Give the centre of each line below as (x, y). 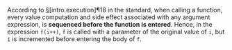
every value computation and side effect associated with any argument (109, 17)
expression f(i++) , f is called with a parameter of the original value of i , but (116, 32)
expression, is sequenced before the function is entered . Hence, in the (110, 24)
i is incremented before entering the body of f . (75, 39)
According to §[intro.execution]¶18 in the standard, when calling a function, (115, 10)
